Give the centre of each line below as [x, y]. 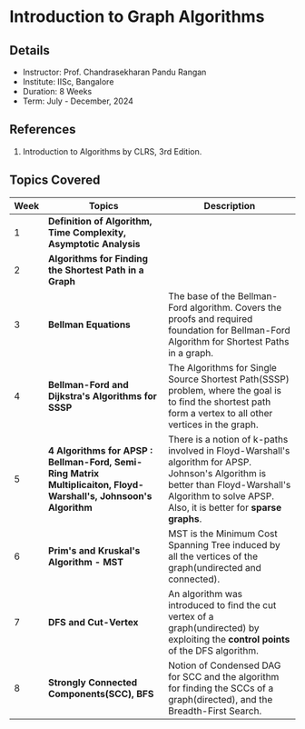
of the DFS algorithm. [213, 650]
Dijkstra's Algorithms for [103, 395]
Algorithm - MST [86, 562]
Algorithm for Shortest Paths [228, 341]
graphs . [185, 518]
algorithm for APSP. [210, 462]
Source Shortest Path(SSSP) [228, 379]
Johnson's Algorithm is [217, 473]
